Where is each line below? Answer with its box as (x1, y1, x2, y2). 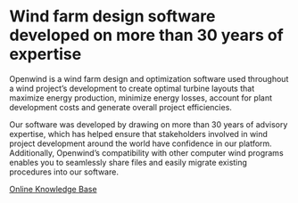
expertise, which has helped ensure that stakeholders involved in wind (9, 128, 268, 139)
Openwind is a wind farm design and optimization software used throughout (9, 73, 289, 84)
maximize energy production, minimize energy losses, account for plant (9, 92, 273, 103)
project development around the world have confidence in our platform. (9, 138, 272, 149)
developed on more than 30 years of (9, 25, 284, 45)
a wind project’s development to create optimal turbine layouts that (9, 83, 255, 93)
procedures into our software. (9, 166, 119, 177)
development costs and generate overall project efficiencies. (9, 101, 232, 112)
